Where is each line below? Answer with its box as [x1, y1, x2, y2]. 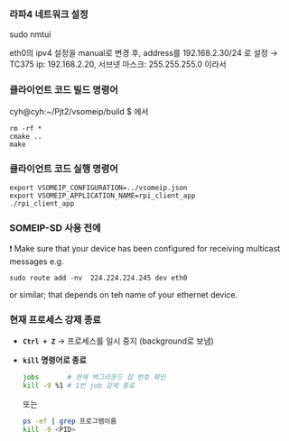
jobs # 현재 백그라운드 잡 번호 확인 [22, 372, 166, 382]
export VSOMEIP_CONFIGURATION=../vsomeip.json [9, 183, 188, 192]
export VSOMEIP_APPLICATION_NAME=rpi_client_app [9, 191, 196, 200]
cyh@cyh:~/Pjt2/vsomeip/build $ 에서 [9, 106, 149, 116]
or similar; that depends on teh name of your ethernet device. [9, 289, 238, 300]
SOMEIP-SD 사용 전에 [9, 221, 101, 234]
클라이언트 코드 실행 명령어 [9, 162, 119, 175]
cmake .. [9, 132, 42, 141]
